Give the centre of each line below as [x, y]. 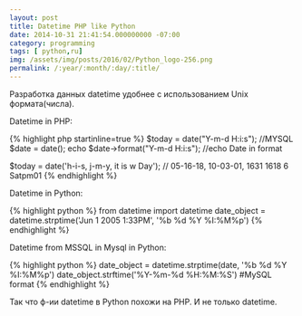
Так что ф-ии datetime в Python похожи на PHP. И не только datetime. [143, 302]
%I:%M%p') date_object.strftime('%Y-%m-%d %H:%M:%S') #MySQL [141, 274]
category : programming [52, 43]
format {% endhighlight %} [60, 284]
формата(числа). [42, 103]
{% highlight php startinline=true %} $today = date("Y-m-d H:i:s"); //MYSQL [151, 139]
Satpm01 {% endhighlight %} [63, 175]
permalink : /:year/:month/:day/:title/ [85, 69]
